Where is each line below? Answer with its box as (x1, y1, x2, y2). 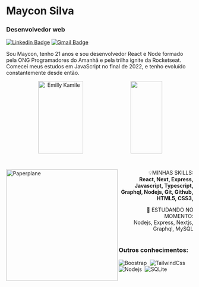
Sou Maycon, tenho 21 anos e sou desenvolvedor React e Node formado (6, 51, 184, 58)
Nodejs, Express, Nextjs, (133, 219, 194, 226)
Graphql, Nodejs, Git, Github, (121, 188, 194, 195)
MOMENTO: (164, 212, 194, 219)
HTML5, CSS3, (156, 194, 194, 201)
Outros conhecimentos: (118, 245, 189, 254)
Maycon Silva (6, 4, 74, 18)
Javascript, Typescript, (134, 182, 194, 189)
